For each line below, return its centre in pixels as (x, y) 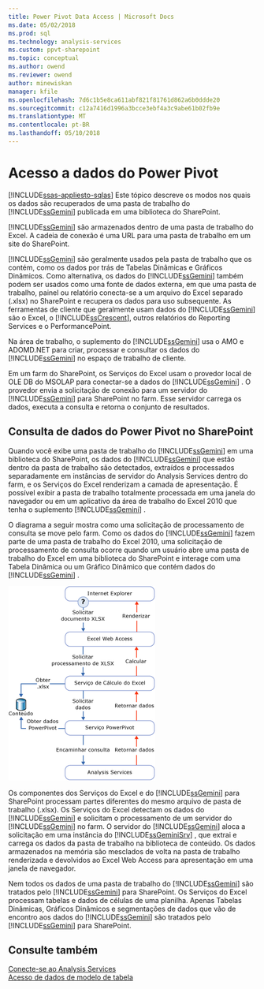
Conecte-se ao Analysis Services (62, 969)
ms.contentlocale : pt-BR (49, 125)
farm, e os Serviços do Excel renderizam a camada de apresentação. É (123, 484)
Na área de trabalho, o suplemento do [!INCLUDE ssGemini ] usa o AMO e (126, 341)
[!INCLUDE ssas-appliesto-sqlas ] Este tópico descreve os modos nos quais (129, 195)
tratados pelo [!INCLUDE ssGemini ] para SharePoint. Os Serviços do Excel (128, 892)
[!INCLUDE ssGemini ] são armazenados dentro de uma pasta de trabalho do (131, 227)
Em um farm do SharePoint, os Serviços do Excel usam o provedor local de (130, 373)
